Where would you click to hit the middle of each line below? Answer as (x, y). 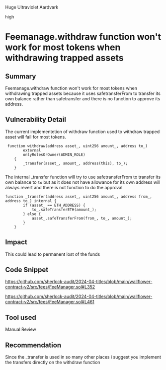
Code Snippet (27, 270)
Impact (16, 242)
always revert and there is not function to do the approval (64, 187)
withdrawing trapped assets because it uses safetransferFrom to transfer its (83, 93)
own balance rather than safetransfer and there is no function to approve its (83, 99)
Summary (21, 76)
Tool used (21, 317)
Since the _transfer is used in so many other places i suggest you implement (83, 357)
